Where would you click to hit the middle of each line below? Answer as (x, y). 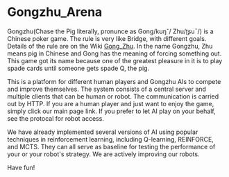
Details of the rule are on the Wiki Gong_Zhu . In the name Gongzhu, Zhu (110, 46)
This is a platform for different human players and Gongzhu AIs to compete (114, 81)
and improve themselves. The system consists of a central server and (107, 89)
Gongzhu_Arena (55, 12)
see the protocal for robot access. (56, 118)
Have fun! (21, 167)
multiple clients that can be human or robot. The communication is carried (113, 96)
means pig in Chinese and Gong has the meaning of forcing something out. (114, 53)
